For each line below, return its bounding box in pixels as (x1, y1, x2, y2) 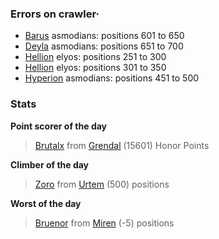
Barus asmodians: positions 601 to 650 (24, 30, 185, 42)
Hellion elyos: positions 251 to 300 (24, 51, 167, 63)
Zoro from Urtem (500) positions (34, 178, 170, 190)
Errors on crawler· (10, 7, 100, 21)
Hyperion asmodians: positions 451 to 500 (24, 72, 200, 84)
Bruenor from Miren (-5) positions (34, 217, 175, 229)
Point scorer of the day (10, 120, 108, 132)
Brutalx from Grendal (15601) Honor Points (34, 139, 210, 151)
